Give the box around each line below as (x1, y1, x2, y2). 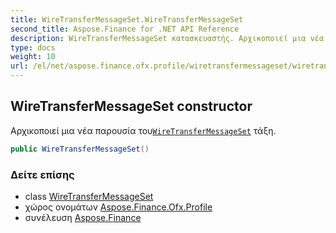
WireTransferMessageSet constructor (10, 98, 253, 115)
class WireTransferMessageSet (24, 190, 154, 202)
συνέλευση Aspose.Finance (24, 211, 142, 223)
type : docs (10, 42, 56, 53)
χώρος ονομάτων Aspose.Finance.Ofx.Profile (24, 201, 213, 213)
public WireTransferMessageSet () (10, 144, 150, 154)
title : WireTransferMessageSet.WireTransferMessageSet (10, 14, 244, 25)
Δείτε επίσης (10, 167, 75, 181)
